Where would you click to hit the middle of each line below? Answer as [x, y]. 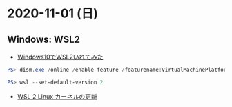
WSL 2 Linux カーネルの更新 [57, 96]
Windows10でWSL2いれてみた [60, 57]
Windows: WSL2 [44, 39]
